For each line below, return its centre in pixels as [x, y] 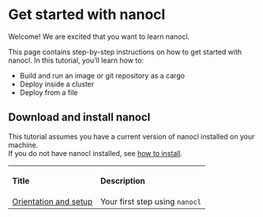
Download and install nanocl [79, 118]
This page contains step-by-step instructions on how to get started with [125, 51]
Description [123, 181]
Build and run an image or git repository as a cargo [102, 75]
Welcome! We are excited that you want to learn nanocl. [99, 36]
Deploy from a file [49, 92]
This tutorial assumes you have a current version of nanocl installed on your [131, 136]
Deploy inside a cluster [57, 84]
